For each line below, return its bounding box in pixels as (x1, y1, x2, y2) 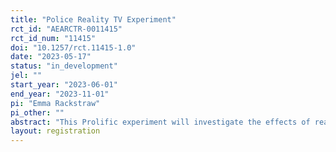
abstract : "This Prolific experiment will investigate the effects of (10, 117, 311, 127)
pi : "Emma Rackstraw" (10, 98, 101, 108)
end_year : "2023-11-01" (10, 89, 110, 99)
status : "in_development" (10, 61, 118, 71)
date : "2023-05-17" (10, 52, 92, 62)
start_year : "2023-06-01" (10, 80, 118, 90)
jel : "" (10, 71, 43, 81)
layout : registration (10, 126, 101, 136)
